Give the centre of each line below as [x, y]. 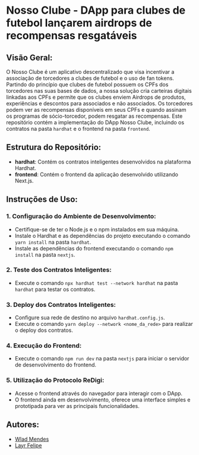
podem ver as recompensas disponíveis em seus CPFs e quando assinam [96, 110]
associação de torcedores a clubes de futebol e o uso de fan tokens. [90, 78]
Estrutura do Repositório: [54, 147]
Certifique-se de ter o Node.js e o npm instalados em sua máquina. [97, 229]
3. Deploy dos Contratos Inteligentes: [61, 305]
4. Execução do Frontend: [44, 346]
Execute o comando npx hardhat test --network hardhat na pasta [96, 283]
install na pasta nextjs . [45, 255]
